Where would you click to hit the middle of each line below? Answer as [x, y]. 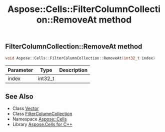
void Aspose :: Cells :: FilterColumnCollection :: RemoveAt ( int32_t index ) [80, 58]
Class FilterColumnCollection [42, 114]
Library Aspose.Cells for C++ [42, 124]
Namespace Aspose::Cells [39, 119]
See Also [19, 96]
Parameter [20, 70]
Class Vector [25, 108]
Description [73, 70]
